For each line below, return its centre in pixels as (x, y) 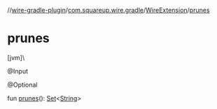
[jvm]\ (16, 57)
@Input (17, 71)
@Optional (22, 85)
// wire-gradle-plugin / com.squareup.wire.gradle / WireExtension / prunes (108, 10)
